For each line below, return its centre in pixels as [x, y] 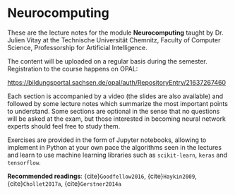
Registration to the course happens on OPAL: [73, 69]
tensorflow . [24, 162]
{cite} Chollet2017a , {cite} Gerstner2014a [65, 183]
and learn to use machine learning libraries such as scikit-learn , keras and [117, 155]
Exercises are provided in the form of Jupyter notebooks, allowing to [107, 140]
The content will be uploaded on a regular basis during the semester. [107, 61]
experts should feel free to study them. [64, 126]
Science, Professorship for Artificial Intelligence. [77, 47]
